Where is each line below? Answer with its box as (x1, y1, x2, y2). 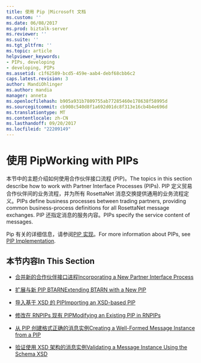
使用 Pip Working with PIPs (6, 154, 139, 168)
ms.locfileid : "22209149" (6, 126, 71, 132)
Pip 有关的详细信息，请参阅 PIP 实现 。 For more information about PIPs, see (6, 230, 191, 237)
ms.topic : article (6, 48, 52, 54)
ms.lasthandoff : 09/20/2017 (6, 121, 77, 127)
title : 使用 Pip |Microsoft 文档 (6, 8, 86, 15)
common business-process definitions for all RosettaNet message (6, 204, 170, 211)
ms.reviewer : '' (6, 31, 47, 37)
